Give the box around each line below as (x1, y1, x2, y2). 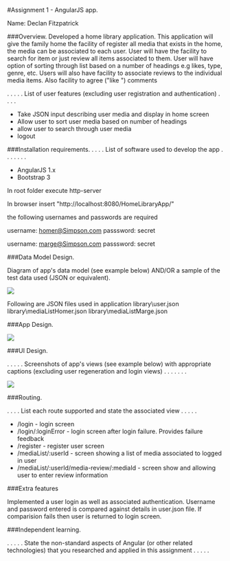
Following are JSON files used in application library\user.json (7, 300, 180, 308)
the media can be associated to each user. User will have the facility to (7, 47, 207, 55)
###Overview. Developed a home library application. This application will (7, 32, 214, 41)
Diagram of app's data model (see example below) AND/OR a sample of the (7, 266, 221, 274)
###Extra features (7, 484, 58, 492)
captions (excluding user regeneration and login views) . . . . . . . (7, 367, 187, 375)
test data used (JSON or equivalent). (7, 274, 111, 282)
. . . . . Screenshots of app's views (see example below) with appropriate (7, 360, 211, 368)
